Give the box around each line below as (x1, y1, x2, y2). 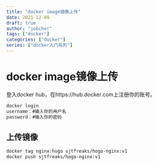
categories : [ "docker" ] (6, 37, 66, 43)
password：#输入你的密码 (6, 114, 62, 120)
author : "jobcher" (6, 25, 52, 32)
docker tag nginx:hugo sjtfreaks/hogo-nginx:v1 (6, 148, 128, 155)
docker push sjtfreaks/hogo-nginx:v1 (6, 154, 101, 160)
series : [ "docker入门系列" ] (6, 43, 73, 49)
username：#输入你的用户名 (6, 108, 67, 114)
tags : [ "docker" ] (6, 31, 50, 37)
